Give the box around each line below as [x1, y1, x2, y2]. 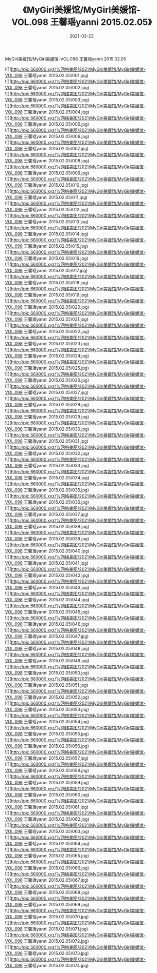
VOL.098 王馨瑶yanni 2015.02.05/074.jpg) [5, 962, 89, 968]
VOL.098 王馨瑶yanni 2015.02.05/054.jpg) [5, 718, 89, 724]
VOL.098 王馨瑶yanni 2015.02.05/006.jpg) [5, 133, 89, 139]
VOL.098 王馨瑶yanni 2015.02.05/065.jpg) [5, 853, 89, 858]
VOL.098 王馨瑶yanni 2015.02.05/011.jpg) [5, 194, 87, 200]
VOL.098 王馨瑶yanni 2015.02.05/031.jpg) [5, 438, 88, 444]
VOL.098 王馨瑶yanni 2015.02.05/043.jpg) [5, 584, 89, 590]
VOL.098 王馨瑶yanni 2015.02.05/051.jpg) [5, 682, 88, 688]
